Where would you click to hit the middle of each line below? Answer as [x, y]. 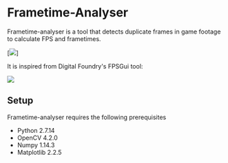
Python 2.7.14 [36, 130]
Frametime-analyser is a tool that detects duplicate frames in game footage [114, 32]
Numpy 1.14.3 [36, 145]
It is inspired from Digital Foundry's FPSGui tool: [75, 66]
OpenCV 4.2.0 [37, 138]
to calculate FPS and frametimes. [54, 38]
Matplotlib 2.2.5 [39, 152]
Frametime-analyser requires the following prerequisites [87, 117]
